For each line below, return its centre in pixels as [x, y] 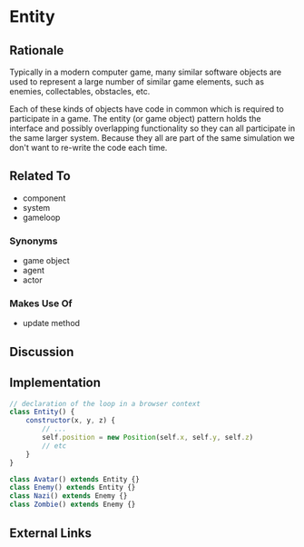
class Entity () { [42, 412]
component [44, 198]
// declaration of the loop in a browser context [105, 403]
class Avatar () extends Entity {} [75, 479]
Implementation [55, 383]
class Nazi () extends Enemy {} [69, 496]
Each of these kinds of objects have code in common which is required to [147, 109]
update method [51, 323]
